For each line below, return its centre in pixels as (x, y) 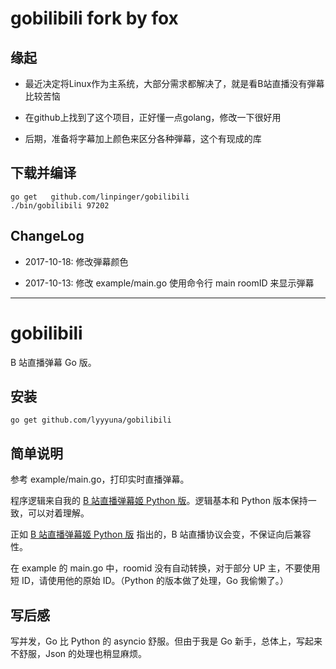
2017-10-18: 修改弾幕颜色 (76, 261)
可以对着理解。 (58, 513)
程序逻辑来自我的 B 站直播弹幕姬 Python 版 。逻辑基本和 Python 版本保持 (159, 501)
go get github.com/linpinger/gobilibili (100, 197)
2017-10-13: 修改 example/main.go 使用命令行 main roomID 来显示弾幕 (169, 283)
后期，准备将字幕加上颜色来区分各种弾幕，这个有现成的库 (143, 138)
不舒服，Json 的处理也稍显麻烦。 (78, 653)
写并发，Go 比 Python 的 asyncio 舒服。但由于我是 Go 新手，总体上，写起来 (166, 641)
